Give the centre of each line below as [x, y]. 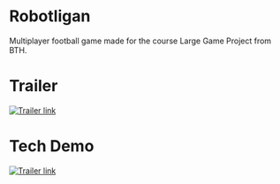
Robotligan [50, 16]
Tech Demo [52, 146]
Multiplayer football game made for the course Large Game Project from [140, 41]
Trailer [34, 86]
